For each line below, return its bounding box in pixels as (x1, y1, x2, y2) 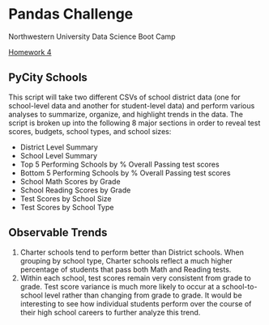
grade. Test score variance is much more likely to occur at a (19, 281, 220, 291)
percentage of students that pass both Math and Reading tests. (19, 264, 232, 274)
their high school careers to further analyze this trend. (19, 307, 201, 317)
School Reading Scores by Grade (19, 185, 131, 195)
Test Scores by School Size (19, 193, 112, 203)
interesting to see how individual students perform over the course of (19, 298, 252, 308)
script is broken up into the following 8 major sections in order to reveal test (8, 118, 261, 128)
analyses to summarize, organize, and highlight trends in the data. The (8, 109, 243, 119)
